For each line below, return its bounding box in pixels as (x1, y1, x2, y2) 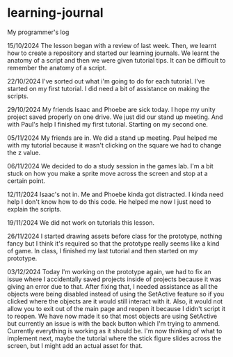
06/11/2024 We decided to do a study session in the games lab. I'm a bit (7, 161, 214, 170)
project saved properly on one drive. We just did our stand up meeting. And (7, 113, 223, 121)
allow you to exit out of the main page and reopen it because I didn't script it (7, 304, 226, 312)
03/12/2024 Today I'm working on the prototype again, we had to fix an (7, 267, 211, 276)
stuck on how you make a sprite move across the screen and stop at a (7, 169, 208, 177)
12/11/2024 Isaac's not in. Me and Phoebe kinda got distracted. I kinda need (7, 190, 224, 198)
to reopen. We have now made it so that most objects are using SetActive (7, 312, 218, 320)
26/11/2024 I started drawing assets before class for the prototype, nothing (7, 232, 223, 240)
